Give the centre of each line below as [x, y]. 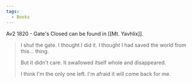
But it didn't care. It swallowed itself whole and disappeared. [93, 63]
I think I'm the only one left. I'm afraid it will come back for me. [95, 74]
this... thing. [35, 51]
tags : [13, 11]
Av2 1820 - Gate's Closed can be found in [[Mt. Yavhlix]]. [75, 33]
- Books [21, 17]
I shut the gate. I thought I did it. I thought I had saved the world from [103, 45]
